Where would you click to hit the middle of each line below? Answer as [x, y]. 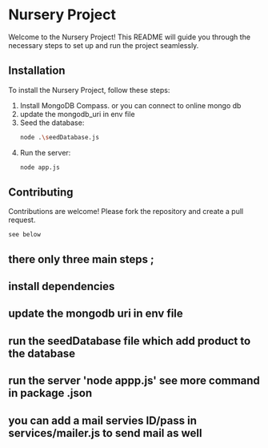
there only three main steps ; [81, 259]
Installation [37, 71]
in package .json [50, 393]
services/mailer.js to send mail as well [105, 433]
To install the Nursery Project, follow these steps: [89, 90]
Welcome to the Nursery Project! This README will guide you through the [129, 37]
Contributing [41, 192]
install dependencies [62, 287]
